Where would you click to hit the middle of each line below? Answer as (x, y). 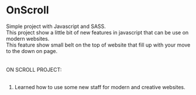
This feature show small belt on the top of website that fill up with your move (98, 45)
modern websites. (28, 38)
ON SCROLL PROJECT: (34, 69)
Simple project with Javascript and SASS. (56, 26)
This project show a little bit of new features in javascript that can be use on (97, 32)
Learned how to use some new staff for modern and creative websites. (100, 87)
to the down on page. (32, 51)
